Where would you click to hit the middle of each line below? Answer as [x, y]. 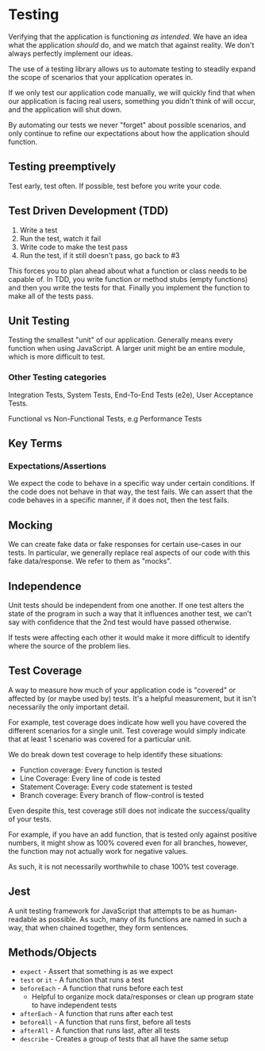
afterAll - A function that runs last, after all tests [100, 1030]
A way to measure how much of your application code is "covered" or [122, 690]
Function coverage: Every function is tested [91, 770]
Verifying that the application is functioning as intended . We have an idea [128, 37]
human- [225, 910]
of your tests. [30, 818]
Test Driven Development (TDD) [88, 211]
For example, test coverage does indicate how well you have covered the [128, 722]
